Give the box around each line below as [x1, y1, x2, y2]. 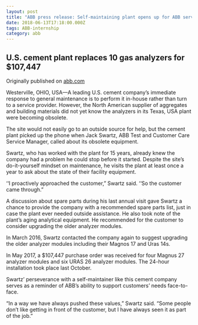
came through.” [6, 186, 44, 193]
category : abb [6, 31, 41, 37]
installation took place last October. [6, 264, 92, 271]
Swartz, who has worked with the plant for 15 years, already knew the [6, 149, 175, 157]
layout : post [6, 8, 38, 15]
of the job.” [6, 312, 34, 319]
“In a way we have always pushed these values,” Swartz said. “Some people [6, 300, 192, 307]
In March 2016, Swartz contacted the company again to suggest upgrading [6, 234, 188, 241]
